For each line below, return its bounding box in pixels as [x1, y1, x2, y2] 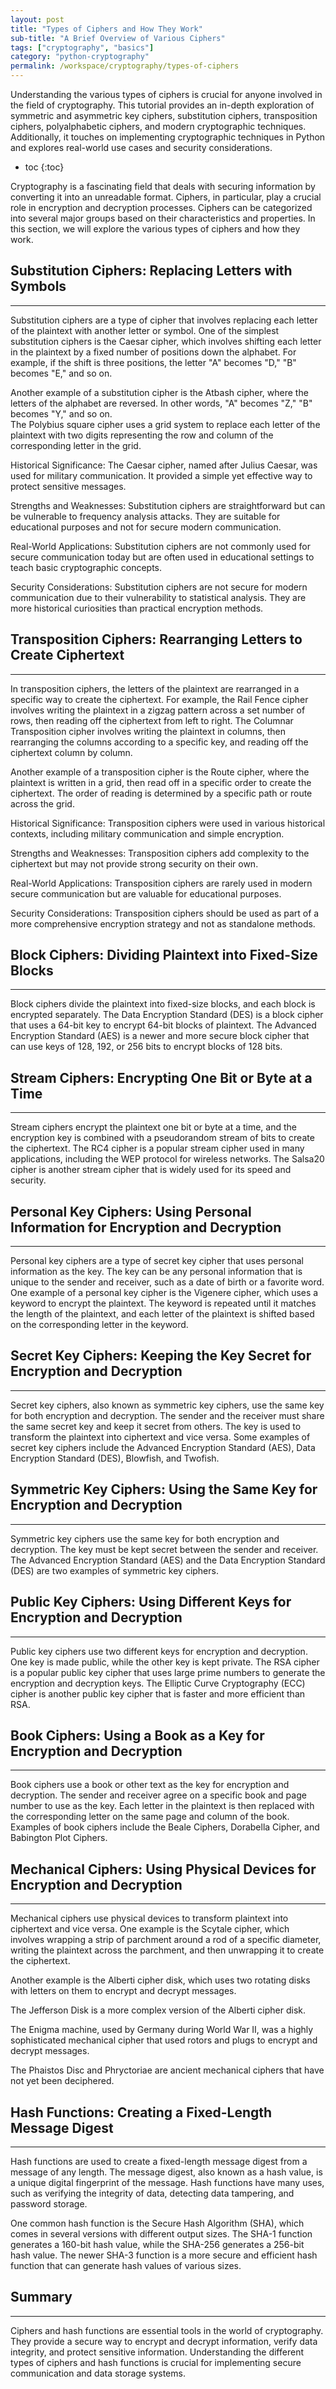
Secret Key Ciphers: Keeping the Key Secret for [10, 1347, 312, 1365]
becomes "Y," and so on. [10, 407, 113, 420]
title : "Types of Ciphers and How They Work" [10, 24, 203, 34]
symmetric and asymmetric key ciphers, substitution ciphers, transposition [10, 110, 318, 121]
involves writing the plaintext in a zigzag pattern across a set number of [10, 704, 306, 716]
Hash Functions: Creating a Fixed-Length [10, 2104, 273, 2121]
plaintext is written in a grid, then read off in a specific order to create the [10, 776, 312, 788]
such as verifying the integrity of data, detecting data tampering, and [10, 2187, 295, 2199]
